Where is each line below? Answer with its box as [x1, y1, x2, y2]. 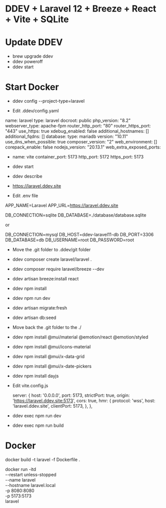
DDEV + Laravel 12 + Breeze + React [5, 3, 156, 15]
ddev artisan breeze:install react [12, 276, 79, 282]
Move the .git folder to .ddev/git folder [12, 247, 91, 253]
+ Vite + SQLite [5, 14, 69, 25]
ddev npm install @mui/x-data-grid [12, 354, 85, 360]
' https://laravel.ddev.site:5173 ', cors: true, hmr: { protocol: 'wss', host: [12, 398, 155, 404]
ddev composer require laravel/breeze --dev [12, 266, 104, 272]
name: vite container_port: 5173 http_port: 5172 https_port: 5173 [12, 154, 144, 160]
